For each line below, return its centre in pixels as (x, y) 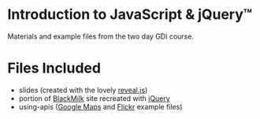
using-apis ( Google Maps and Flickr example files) (100, 106)
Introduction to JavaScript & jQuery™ (130, 15)
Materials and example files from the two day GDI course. (101, 36)
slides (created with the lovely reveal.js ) (83, 90)
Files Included (54, 68)
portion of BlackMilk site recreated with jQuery (94, 98)
